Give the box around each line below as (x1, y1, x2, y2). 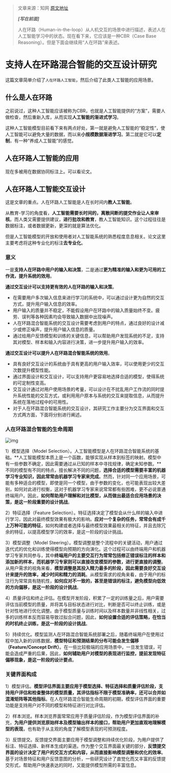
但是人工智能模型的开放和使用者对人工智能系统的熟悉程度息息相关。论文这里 (5, 234, 166, 240)
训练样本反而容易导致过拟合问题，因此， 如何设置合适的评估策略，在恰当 (14, 614, 166, 620)
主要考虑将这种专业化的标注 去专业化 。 (5, 240, 85, 246)
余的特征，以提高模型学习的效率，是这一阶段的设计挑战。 (5, 529, 126, 535)
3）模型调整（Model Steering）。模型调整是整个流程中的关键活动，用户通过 (5, 539, 163, 545)
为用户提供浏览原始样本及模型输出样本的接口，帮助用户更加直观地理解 (14, 720, 161, 726)
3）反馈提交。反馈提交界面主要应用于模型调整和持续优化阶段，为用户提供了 (5, 737, 164, 743)
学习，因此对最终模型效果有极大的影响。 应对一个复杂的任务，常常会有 (9, 516, 157, 522)
